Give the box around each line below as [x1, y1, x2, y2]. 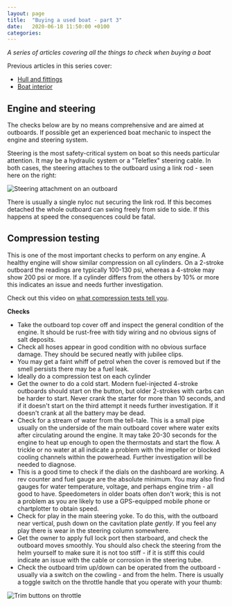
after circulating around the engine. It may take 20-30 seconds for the [17, 430, 217, 439]
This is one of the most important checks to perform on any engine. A [7, 250, 206, 259]
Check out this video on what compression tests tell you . [7, 293, 169, 302]
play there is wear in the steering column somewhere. [17, 526, 171, 535]
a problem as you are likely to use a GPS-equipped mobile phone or [17, 497, 211, 505]
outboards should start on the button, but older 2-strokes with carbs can [17, 387, 224, 395]
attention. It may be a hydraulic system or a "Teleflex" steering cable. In [7, 156, 211, 165]
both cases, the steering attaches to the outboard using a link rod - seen [7, 164, 214, 172]
